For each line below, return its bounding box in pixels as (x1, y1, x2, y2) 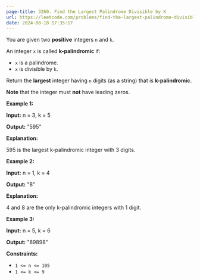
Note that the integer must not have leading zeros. (6, 89, 130, 96)
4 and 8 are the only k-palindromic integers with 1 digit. (6, 204, 142, 211)
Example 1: (6, 100, 34, 107)
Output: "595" (6, 123, 42, 130)
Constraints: (6, 250, 38, 257)
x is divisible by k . (14, 66, 58, 73)
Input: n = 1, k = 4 (6, 169, 50, 176)
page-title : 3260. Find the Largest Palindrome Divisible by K (6, 8, 167, 15)
